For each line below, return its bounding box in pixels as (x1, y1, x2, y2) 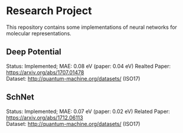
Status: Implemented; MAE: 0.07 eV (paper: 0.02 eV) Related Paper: (6, 108, 170, 115)
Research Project (6, 4, 92, 18)
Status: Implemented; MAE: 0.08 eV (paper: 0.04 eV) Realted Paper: (6, 62, 171, 69)
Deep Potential (6, 47, 62, 57)
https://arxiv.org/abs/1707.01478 (6, 69, 84, 76)
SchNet (6, 92, 34, 102)
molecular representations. (6, 29, 72, 36)
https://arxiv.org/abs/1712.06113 (6, 114, 84, 121)
